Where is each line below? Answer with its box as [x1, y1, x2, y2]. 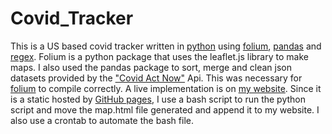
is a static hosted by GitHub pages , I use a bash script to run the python [10, 93, 307, 105]
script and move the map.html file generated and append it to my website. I [10, 103, 320, 116]
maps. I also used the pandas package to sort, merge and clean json [10, 61, 293, 73]
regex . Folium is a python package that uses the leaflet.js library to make [10, 50, 309, 62]
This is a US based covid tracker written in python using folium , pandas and [10, 40, 322, 52]
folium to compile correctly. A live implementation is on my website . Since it [10, 82, 322, 94]
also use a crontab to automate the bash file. [10, 114, 194, 126]
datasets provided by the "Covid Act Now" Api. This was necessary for [10, 72, 303, 84]
